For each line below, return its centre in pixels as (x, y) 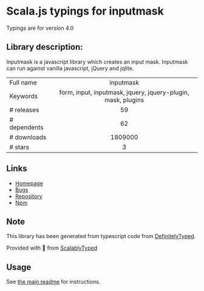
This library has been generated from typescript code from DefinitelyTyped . (101, 236)
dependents (26, 127)
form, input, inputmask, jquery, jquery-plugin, (124, 92)
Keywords (24, 96)
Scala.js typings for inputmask (85, 11)
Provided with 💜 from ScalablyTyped (52, 248)
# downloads (28, 137)
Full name (23, 82)
